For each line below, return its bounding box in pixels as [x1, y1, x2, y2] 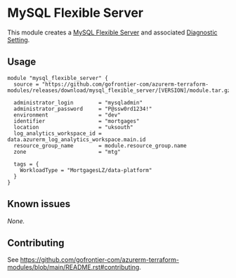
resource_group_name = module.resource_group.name [13, 142, 188, 149]
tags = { [13, 160, 39, 168]
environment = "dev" [13, 111, 121, 119]
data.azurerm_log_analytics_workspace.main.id [7, 135, 146, 143]
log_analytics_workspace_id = [13, 130, 102, 137]
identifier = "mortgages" [13, 117, 140, 124]
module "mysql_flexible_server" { [7, 74, 109, 81]
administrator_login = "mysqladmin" [13, 99, 143, 106]
